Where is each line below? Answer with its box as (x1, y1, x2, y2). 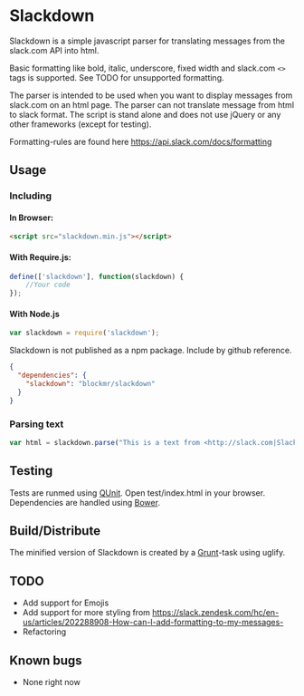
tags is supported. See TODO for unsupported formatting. (9, 72, 224, 82)
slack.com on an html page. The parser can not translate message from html (9, 99, 295, 110)
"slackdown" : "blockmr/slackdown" (25, 379, 156, 388)
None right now (22, 677, 81, 688)
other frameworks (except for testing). (9, 119, 152, 130)
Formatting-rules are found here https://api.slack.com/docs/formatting (9, 136, 272, 147)
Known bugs (9, 652, 83, 668)
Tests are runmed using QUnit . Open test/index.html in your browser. (9, 487, 265, 498)
